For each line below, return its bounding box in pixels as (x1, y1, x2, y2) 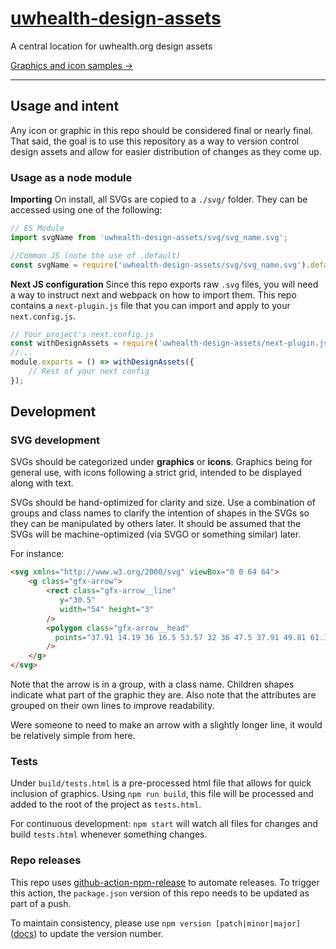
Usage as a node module (10, 170, 133, 184)
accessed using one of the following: (10, 204, 163, 216)
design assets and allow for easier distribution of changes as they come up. (10, 145, 322, 157)
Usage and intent (10, 98, 120, 115)
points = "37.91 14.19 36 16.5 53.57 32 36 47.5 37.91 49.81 (54, 632, 307, 642)
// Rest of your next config (28, 367, 150, 377)
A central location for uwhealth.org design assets (10, 40, 213, 52)
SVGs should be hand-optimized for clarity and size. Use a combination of (10, 497, 316, 509)
